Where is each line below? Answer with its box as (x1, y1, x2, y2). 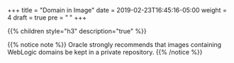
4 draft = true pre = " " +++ (7, 13, 87, 22)
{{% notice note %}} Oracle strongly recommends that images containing (7, 41, 222, 48)
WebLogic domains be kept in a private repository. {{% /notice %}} (7, 48, 203, 56)
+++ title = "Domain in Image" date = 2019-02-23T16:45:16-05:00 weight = (7, 6, 227, 14)
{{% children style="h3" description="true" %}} (7, 27, 147, 35)
